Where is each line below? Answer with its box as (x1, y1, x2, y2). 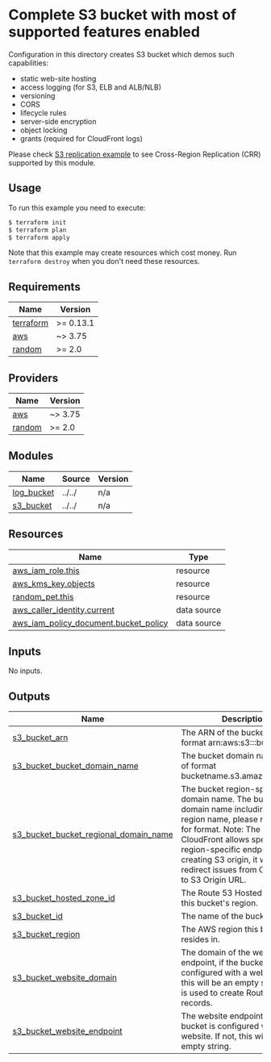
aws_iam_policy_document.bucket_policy (12, 617, 169, 629)
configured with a (181, 967, 248, 978)
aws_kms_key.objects (12, 578, 95, 589)
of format (181, 760, 216, 771)
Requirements (8, 280, 81, 294)
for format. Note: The (181, 824, 261, 835)
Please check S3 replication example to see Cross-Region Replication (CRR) (8, 149, 261, 159)
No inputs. (8, 666, 43, 675)
